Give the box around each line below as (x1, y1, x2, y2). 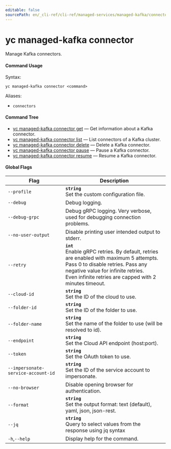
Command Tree (5, 114, 39, 120)
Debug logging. (65, 199, 102, 206)
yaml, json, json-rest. (65, 407, 117, 414)
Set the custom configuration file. (65, 191, 145, 198)
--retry (8, 262, 26, 268)
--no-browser (8, 385, 40, 391)
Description (100, 177, 129, 184)
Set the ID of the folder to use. (65, 306, 137, 314)
